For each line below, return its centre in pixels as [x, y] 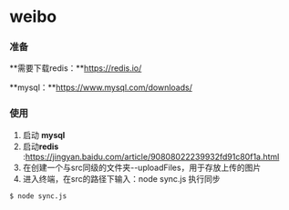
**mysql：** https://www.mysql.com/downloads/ [101, 87]
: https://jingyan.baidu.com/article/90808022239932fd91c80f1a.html [151, 156]
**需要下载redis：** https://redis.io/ [76, 68]
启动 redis [41, 146]
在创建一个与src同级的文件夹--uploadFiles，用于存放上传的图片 [142, 167]
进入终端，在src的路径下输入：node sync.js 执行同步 [121, 178]
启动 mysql [44, 135]
